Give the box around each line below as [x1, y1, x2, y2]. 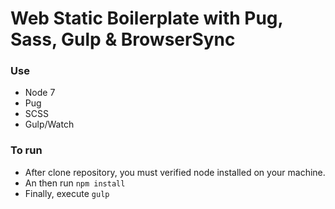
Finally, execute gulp [24, 187, 110, 199]
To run [10, 143, 43, 157]
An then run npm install [24, 177, 126, 189]
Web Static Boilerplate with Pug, [10, 7, 284, 30]
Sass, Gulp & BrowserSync [10, 28, 236, 51]
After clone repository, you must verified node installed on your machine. [24, 166, 326, 178]
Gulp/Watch [24, 118, 75, 131]
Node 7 [24, 87, 56, 99]
